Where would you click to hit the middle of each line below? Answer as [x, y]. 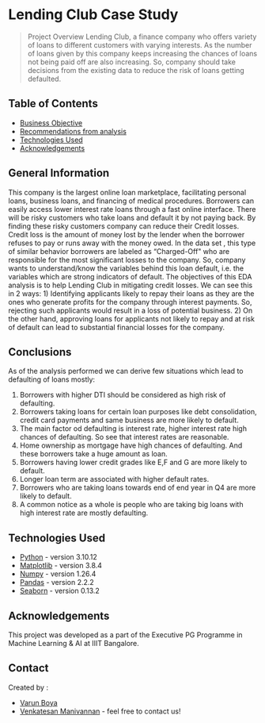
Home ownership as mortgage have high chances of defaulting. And [131, 445]
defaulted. [44, 79]
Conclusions [40, 352]
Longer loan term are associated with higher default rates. [114, 479]
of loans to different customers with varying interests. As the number [140, 44]
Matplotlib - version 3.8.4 [61, 566]
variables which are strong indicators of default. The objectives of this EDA [130, 276]
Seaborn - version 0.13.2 [60, 591]
